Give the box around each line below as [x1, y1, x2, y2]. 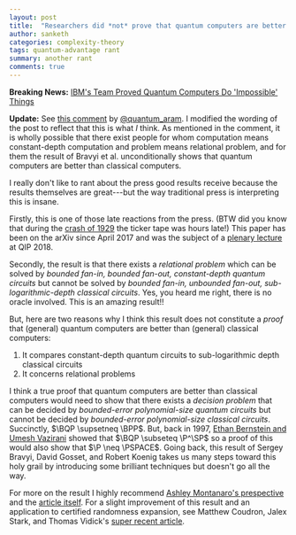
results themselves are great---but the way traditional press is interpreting [9, 187, 280, 198]
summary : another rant [9, 54, 93, 63]
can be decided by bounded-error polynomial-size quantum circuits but [9, 404, 271, 415]
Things [9, 96, 34, 106]
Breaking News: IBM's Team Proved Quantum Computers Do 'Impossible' [9, 86, 278, 97]
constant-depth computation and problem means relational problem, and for [9, 141, 286, 151]
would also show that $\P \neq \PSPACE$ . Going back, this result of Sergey [9, 442, 284, 453]
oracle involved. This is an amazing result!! [9, 296, 165, 306]
